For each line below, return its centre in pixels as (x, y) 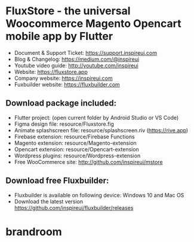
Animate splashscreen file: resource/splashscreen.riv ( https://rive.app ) (101, 130)
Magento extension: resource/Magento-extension (75, 143)
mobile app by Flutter (59, 36)
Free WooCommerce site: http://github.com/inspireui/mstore (88, 162)
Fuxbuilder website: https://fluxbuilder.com (67, 84)
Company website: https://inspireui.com (63, 78)
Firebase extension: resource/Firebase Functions (74, 136)
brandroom (34, 232)
